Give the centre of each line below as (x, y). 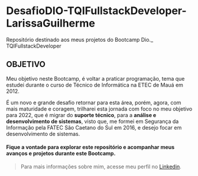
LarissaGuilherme (51, 23)
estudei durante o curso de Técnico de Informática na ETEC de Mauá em (95, 85)
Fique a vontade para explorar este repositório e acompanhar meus (90, 147)
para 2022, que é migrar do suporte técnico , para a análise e (81, 115)
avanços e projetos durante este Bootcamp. (61, 154)
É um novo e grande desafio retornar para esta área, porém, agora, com (94, 102)
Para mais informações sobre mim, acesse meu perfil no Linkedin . (101, 167)
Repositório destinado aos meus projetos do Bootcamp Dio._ (80, 39)
